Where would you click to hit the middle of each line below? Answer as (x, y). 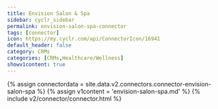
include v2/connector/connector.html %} (64, 98)
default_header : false (39, 45)
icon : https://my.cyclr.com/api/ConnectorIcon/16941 (84, 39)
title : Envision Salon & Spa (49, 13)
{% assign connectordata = (45, 84)
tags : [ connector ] (33, 33)
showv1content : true (37, 64)
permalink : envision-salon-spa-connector (67, 26)
